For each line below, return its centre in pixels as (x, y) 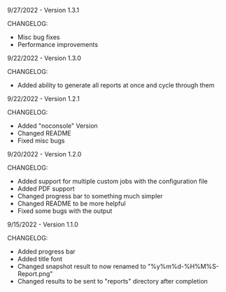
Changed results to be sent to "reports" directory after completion (113, 281)
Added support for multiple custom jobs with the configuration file (112, 181)
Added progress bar (46, 251)
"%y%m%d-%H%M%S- (183, 266)
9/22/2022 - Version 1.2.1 (44, 98)
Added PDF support (46, 189)
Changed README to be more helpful (71, 203)
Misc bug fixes (38, 37)
